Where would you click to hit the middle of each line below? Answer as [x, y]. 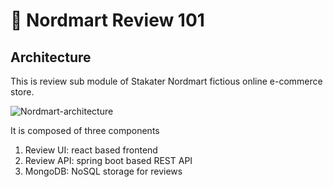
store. [22, 92]
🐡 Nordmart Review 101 [107, 20]
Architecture [51, 57]
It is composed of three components [85, 130]
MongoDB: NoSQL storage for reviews [103, 171]
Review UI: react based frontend [91, 150]
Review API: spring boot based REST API [108, 160]
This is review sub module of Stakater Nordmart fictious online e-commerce [166, 81]
